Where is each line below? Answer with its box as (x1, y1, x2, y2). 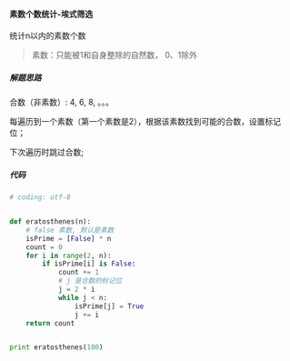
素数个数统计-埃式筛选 (9, 8, 94, 19)
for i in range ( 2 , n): (25, 251, 112, 260)
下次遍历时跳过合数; (9, 146, 85, 158)
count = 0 (25, 242, 64, 252)
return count (25, 318, 75, 327)
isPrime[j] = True (74, 301, 145, 311)
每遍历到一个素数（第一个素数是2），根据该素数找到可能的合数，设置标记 (9, 116, 282, 127)
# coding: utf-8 (9, 193, 71, 202)
